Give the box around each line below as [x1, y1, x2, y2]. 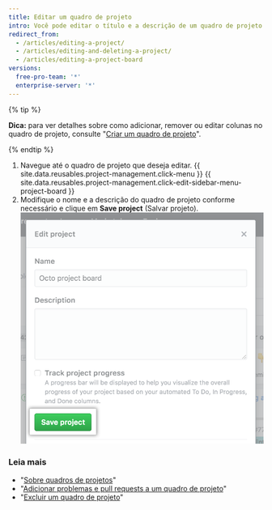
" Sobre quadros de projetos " [19, 474, 117, 485]
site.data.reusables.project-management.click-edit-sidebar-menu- [19, 177, 242, 187]
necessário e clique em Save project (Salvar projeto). [19, 203, 199, 213]
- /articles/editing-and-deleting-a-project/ [15, 47, 172, 56]
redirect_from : [8, 30, 60, 38]
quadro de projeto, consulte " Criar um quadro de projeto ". [8, 129, 202, 138]
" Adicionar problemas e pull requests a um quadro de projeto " [19, 483, 227, 493]
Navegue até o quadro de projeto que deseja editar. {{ [19, 160, 201, 170]
